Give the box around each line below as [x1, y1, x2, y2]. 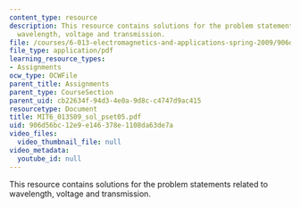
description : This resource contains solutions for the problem [9, 21, 254, 30]
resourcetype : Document [9, 104, 98, 113]
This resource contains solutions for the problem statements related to [9, 179, 269, 189]
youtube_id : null [17, 154, 82, 163]
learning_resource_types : [9, 54, 105, 63]
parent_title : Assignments [9, 79, 110, 88]
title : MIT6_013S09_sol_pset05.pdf [9, 112, 142, 121]
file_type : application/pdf [9, 46, 114, 55]
